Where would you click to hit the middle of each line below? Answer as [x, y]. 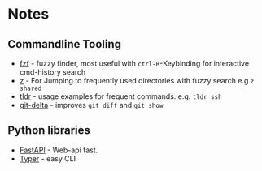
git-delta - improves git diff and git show [91, 105]
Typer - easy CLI [48, 158]
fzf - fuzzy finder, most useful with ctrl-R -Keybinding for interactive [134, 63]
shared [31, 88]
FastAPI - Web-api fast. [59, 150]
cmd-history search [52, 72]
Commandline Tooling [65, 44]
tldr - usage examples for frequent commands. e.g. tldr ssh [120, 96]
